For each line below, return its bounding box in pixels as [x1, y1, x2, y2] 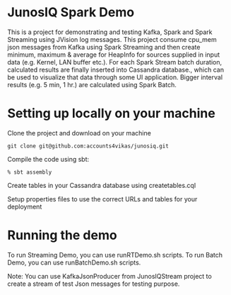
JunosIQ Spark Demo [7, 4, 135, 21]
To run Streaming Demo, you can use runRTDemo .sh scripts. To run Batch [7, 250, 223, 259]
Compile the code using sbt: [7, 155, 90, 163]
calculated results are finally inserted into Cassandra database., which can [7, 65, 225, 74]
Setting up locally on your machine [7, 106, 215, 121]
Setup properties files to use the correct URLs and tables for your [7, 194, 198, 203]
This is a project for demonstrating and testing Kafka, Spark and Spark [7, 28, 213, 36]
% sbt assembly [7, 168, 52, 176]
